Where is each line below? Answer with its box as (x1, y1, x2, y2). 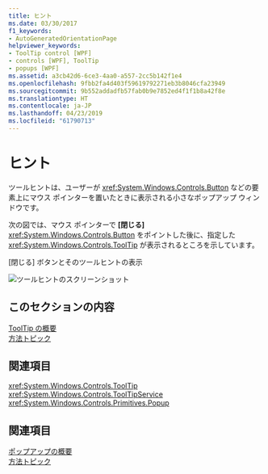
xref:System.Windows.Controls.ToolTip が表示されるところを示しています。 (8, 240, 260, 250)
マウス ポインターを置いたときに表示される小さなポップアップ (29, 192, 237, 202)
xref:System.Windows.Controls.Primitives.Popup (8, 398, 170, 408)
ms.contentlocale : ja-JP (8, 102, 92, 110)
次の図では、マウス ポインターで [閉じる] (8, 220, 145, 229)
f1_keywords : (8, 27, 52, 35)
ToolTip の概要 (8, 323, 57, 333)
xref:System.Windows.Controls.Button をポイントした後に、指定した (8, 229, 237, 239)
